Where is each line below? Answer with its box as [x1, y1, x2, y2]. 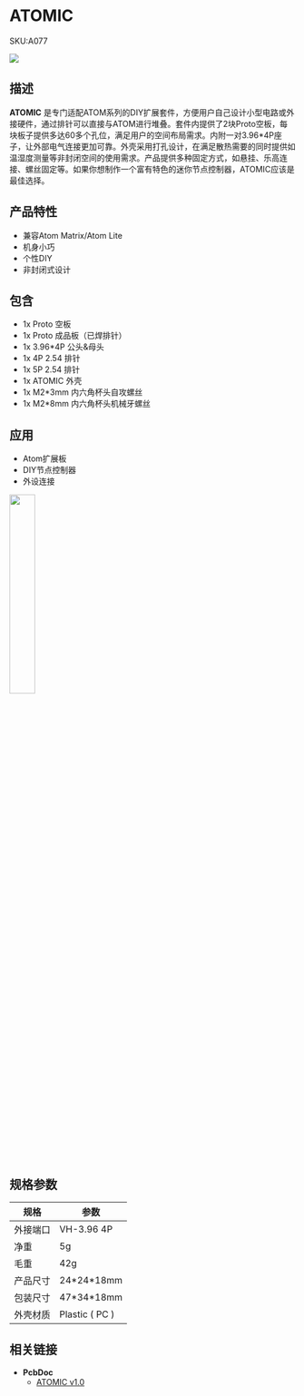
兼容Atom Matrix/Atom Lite [22, 230, 123, 241]
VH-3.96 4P [59, 1223, 113, 1235]
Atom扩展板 [22, 453, 67, 464]
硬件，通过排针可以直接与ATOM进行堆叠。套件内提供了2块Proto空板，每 [16, 118, 289, 129]
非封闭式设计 [22, 264, 71, 275]
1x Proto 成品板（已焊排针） [22, 330, 127, 341]
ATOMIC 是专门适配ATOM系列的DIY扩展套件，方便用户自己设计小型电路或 [9, 106, 287, 118]
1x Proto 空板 [22, 319, 72, 329]
